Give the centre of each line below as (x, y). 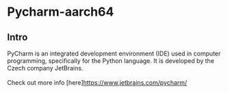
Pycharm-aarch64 (61, 12)
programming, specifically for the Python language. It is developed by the (111, 61)
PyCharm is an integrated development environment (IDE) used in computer (114, 53)
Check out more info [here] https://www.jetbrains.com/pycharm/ (97, 82)
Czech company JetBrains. (45, 68)
